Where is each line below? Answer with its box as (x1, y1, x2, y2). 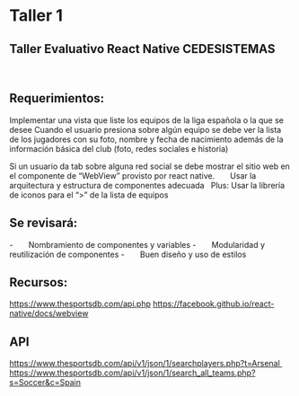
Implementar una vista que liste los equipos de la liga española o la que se (9, 114, 285, 126)
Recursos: (9, 275, 68, 290)
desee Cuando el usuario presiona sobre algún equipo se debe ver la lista (9, 124, 282, 135)
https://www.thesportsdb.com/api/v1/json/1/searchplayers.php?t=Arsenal (9, 358, 280, 369)
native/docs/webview (9, 308, 89, 319)
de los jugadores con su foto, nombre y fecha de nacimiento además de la (9, 134, 285, 145)
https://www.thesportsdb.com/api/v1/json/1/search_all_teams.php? (9, 367, 256, 378)
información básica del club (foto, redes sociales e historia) (9, 143, 229, 154)
